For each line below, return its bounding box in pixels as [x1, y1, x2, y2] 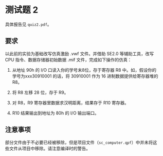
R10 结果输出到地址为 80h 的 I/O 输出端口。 [12, 110, 99, 116]
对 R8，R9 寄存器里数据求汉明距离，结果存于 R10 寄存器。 [12, 100, 129, 106]
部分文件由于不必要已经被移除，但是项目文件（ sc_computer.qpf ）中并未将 [5, 139, 153, 145]
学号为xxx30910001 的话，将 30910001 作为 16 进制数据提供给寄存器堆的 [12, 73, 158, 79]
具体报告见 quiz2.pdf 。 [5, 21, 52, 27]
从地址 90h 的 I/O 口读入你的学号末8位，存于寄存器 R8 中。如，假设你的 [12, 67, 157, 73]
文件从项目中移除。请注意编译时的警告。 [9, 145, 91, 151]
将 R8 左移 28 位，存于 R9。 [12, 89, 69, 95]
